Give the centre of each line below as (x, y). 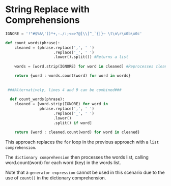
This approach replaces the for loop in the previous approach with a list (82, 142)
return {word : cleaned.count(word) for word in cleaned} (77, 132)
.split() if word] (73, 123)
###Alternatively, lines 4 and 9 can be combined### (65, 90)
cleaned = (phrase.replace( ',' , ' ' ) (54, 48)
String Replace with (48, 9)
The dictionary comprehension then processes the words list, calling (77, 157)
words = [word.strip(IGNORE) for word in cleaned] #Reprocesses (84, 67)
